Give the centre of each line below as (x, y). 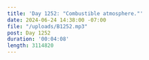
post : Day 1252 (29, 33)
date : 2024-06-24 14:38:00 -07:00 (57, 20)
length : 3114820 (30, 46)
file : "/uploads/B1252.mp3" (48, 26)
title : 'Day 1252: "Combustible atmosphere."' (75, 13)
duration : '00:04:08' (38, 39)
